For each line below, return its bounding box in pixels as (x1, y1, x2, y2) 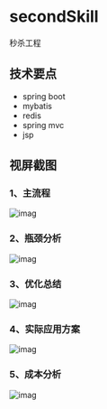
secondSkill (9, 6, 99, 27)
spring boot (22, 90, 66, 101)
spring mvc (22, 119, 65, 130)
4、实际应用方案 (9, 322, 81, 335)
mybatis (22, 100, 52, 111)
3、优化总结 (9, 277, 62, 290)
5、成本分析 (9, 368, 61, 381)
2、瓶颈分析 (9, 232, 62, 245)
